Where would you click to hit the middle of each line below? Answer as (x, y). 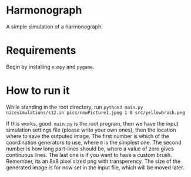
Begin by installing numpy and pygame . (50, 67)
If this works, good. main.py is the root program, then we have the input (92, 123)
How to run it (38, 91)
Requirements (41, 50)
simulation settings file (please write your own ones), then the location (91, 130)
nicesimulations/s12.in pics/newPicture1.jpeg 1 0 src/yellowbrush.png (95, 113)
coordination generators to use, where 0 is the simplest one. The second (94, 142)
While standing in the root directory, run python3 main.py (75, 107)
